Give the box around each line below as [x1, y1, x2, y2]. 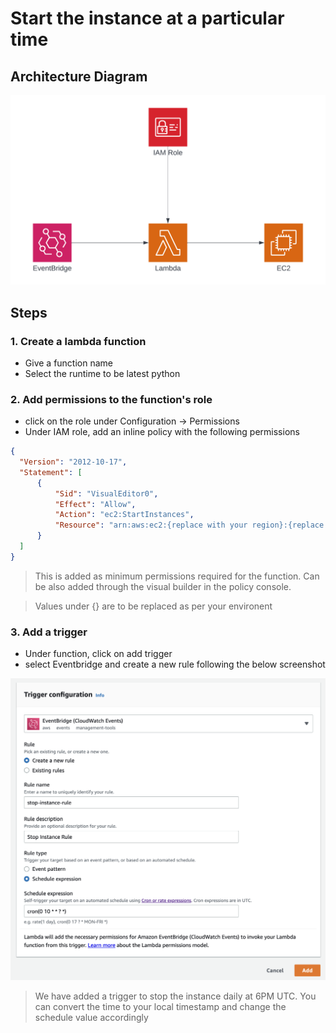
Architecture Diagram [10, 68, 148, 85]
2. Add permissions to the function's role [10, 392, 213, 406]
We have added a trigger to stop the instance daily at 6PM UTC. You [34, 990, 317, 1002]
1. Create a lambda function [10, 334, 147, 348]
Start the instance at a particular [10, 7, 285, 30]
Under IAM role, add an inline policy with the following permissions [24, 426, 300, 438]
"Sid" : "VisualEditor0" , [54, 488, 159, 499]
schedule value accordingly [34, 1011, 149, 1023]
